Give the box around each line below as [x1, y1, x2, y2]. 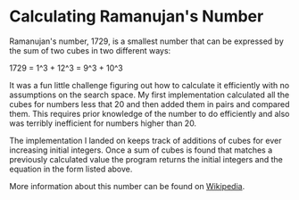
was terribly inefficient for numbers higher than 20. [9, 118, 197, 129]
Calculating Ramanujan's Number [9, 6, 264, 27]
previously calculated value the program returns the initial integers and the [9, 154, 284, 164]
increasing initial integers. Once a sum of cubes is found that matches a [9, 145, 273, 155]
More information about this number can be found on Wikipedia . [9, 180, 245, 191]
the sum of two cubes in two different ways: [9, 45, 171, 55]
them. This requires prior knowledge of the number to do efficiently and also [9, 108, 290, 119]
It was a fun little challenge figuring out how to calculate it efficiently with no [9, 79, 290, 90]
